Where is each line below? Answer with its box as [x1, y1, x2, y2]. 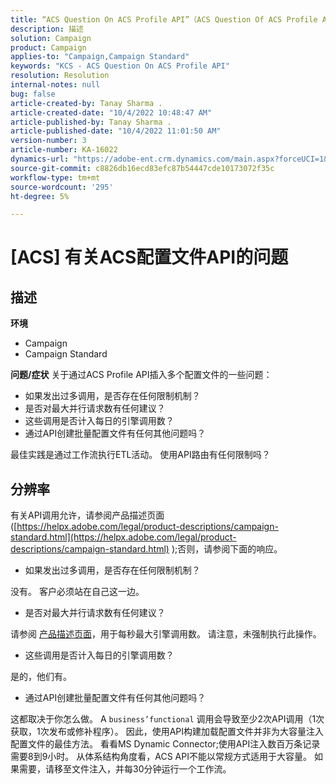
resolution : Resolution [10, 71, 110, 81]
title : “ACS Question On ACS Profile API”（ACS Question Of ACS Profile [10, 14, 318, 25]
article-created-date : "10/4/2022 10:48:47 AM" [10, 107, 213, 118]
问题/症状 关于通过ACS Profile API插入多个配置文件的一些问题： [10, 369, 273, 381]
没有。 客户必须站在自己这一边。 [10, 586, 145, 598]
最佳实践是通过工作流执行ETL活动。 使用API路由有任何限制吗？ [10, 449, 271, 461]
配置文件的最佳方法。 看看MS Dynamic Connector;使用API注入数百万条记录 [10, 738, 321, 750]
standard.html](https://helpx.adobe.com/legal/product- [10, 531, 237, 543]
